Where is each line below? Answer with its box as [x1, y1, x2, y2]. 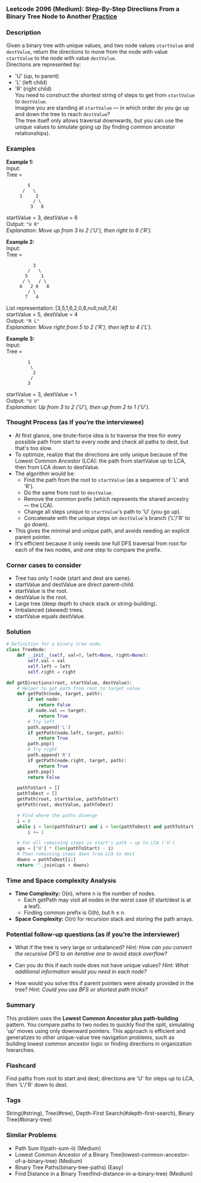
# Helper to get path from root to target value [17, 685, 141, 692]
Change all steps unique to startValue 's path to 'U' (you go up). [23, 508, 181, 515]
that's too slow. [14, 444, 53, 451]
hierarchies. [6, 1046, 36, 1053]
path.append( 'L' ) [28, 724, 71, 730]
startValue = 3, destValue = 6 [6, 214, 78, 221]
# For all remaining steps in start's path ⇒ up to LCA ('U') [17, 840, 175, 846]
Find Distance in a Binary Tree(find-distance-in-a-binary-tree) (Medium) [14, 1170, 193, 1177]
